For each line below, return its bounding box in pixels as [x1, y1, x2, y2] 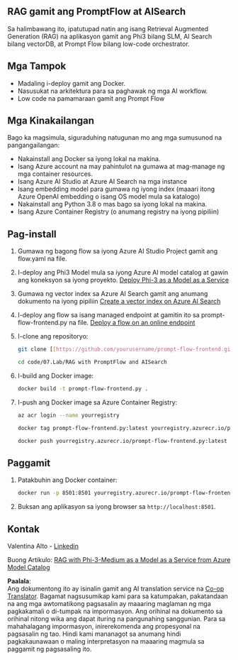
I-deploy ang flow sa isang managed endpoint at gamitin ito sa [17, 311, 200, 319]
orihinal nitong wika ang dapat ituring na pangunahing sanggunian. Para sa [7, 615, 226, 623]
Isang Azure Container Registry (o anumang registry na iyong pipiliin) [17, 207, 220, 216]
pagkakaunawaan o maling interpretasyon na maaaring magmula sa [7, 637, 205, 645]
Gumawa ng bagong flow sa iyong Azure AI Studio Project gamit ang [17, 247, 218, 255]
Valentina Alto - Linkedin [7, 542, 79, 550]
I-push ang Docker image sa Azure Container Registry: [17, 397, 178, 407]
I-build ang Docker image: [17, 372, 94, 380]
